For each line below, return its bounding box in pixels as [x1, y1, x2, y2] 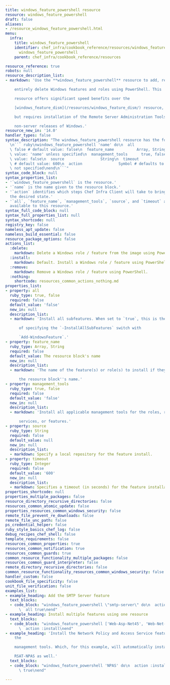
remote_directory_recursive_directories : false [5, 565, 108, 570]
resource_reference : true [5, 64, 60, 69]
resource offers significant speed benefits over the [14, 96, 130, 101]
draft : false [5, 17, 33, 22]
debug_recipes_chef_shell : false [5, 532, 76, 537]
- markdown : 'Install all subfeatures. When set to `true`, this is [10, 316, 157, 321]
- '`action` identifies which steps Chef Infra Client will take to [5, 189, 153, 194]
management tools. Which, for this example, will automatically [14, 644, 153, 650]
